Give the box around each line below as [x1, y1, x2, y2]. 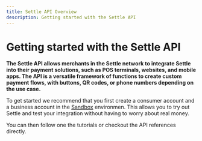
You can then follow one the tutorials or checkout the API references [6, 121, 176, 129]
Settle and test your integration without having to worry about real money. [6, 110, 190, 117]
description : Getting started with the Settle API [6, 14, 136, 20]
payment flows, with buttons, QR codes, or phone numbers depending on [6, 79, 194, 86]
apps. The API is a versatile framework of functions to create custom [6, 73, 182, 80]
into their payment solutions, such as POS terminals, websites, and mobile [6, 67, 197, 74]
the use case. [6, 85, 41, 93]
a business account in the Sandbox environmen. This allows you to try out [6, 103, 190, 111]
